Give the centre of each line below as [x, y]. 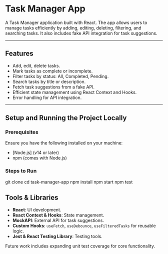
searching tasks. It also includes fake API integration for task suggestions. [81, 33]
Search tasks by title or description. [49, 81]
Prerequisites [22, 132]
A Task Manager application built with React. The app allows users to [76, 22]
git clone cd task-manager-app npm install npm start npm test [69, 182]
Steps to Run [21, 171]
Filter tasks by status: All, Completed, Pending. [60, 76]
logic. [18, 231]
